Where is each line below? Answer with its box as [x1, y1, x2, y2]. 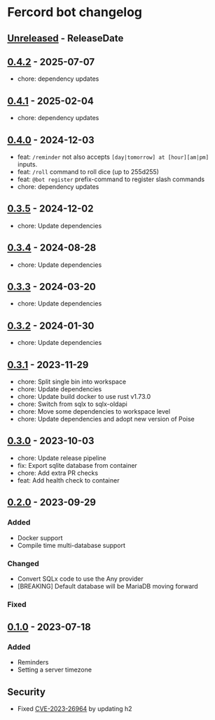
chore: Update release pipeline [17, 454, 106, 462]
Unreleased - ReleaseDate [7, 32, 124, 44]
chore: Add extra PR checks [17, 469, 99, 477]
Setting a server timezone [17, 665, 92, 674]
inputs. [17, 160, 38, 169]
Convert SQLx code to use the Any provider [17, 574, 144, 583]
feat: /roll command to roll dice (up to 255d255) [17, 168, 160, 176]
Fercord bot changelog [7, 4, 142, 20]
